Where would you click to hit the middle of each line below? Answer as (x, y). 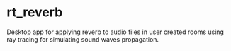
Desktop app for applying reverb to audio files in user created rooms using (115, 32)
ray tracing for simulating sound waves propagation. (83, 39)
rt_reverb (35, 12)
